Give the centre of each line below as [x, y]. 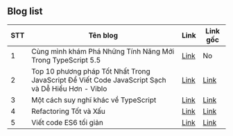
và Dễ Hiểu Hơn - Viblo [69, 88]
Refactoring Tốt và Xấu [68, 111]
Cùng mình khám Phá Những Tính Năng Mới [103, 51]
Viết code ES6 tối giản [67, 122]
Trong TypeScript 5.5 [66, 60]
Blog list [25, 11]
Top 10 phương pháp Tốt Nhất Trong [90, 71]
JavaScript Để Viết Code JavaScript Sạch [98, 80]
